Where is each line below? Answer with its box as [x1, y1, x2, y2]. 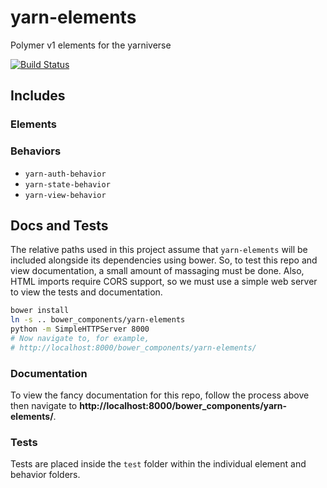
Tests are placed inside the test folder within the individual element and [10, 458, 307, 470]
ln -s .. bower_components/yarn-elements [10, 315, 186, 325]
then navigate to [10, 400, 78, 412]
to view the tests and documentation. [10, 286, 163, 298]
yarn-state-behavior [24, 179, 111, 190]
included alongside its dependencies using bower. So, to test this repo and [10, 254, 318, 266]
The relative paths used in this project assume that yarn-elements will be [10, 244, 308, 256]
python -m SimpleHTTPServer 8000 [10, 324, 150, 335]
